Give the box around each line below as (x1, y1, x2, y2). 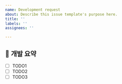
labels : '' (5, 21, 28, 26)
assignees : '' (5, 26, 34, 31)
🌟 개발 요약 (5, 49, 37, 58)
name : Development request (5, 7, 61, 12)
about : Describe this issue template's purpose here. (5, 12, 118, 17)
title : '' (5, 16, 26, 21)
